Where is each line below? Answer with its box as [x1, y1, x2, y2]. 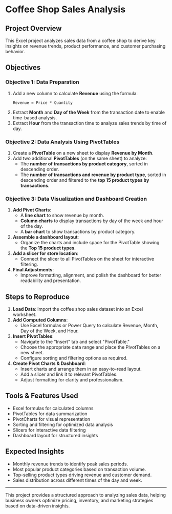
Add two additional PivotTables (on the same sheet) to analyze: [12, 155, 147, 161]
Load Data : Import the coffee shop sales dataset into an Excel [12, 306, 143, 312]
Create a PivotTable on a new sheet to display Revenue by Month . [12, 149, 154, 156]
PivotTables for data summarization [12, 411, 88, 417]
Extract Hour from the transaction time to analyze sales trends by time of [12, 120, 167, 126]
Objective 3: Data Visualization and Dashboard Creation [5, 195, 147, 202]
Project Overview [5, 24, 62, 33]
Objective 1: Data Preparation [5, 78, 79, 85]
